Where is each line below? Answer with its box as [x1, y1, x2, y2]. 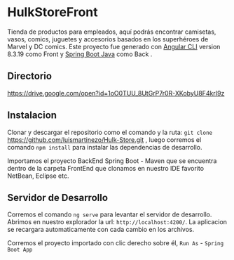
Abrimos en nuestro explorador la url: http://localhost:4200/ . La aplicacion [7, 218, 228, 226]
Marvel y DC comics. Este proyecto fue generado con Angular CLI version [7, 42, 221, 51]
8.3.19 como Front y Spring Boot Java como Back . [7, 50, 153, 58]
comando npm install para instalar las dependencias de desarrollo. [7, 143, 202, 151]
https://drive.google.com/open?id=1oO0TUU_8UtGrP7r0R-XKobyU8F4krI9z [7, 89, 225, 97]
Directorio [7, 70, 53, 82]
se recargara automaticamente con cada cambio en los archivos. [7, 226, 195, 234]
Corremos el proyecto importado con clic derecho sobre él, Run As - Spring [7, 239, 224, 247]
